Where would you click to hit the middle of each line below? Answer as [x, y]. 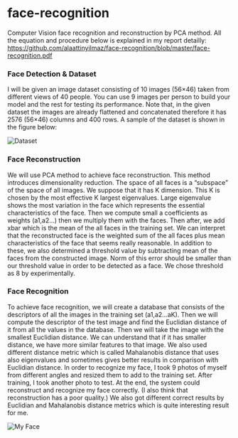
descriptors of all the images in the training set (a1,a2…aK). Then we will [113, 314]
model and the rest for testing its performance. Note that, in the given [109, 105]
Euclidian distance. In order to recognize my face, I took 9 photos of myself [117, 367]
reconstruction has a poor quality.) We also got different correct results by [116, 397]
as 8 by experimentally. [42, 273]
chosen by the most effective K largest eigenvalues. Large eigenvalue [109, 198]
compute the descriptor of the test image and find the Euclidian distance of [117, 322]
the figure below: [32, 127]
